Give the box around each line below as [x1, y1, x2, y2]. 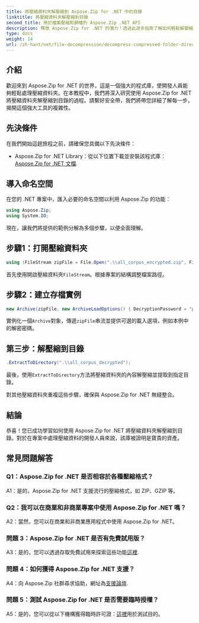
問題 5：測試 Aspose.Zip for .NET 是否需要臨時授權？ [6, 596, 159, 604]
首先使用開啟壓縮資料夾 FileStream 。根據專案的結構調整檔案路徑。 [6, 270, 168, 278]
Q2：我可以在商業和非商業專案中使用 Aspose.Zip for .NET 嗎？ [6, 503, 187, 512]
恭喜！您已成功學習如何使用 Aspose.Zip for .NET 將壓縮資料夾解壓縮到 [6, 427, 178, 434]
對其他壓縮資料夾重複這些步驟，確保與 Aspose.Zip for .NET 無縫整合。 [6, 391, 178, 398]
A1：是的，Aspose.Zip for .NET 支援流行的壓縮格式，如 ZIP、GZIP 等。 [6, 487, 179, 494]
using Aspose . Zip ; [6, 208, 52, 214]
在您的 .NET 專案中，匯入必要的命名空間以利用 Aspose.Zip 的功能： [6, 196, 171, 203]
